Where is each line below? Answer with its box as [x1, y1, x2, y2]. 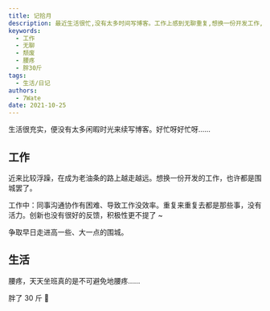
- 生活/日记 [15, 79, 51, 87]
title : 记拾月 [8, 11, 52, 20]
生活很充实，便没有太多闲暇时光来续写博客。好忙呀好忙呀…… [8, 125, 211, 134]
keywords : [8, 27, 42, 35]
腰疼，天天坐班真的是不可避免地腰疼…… [8, 276, 141, 285]
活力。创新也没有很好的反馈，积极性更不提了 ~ [8, 210, 163, 219]
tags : [8, 72, 27, 80]
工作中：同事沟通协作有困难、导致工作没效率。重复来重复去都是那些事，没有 [8, 200, 262, 210]
